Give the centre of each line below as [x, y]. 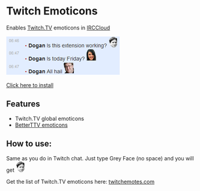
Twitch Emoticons [52, 11]
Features [23, 104]
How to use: [29, 144]
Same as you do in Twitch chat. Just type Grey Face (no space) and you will [100, 158]
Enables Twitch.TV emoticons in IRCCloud [58, 28]
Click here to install [30, 85]
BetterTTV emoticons [41, 125]
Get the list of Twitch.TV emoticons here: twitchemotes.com [80, 181]
